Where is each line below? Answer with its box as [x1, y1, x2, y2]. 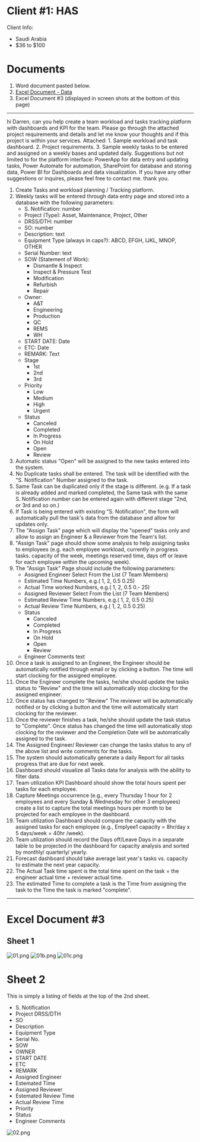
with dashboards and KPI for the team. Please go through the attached [7, 124, 179, 131]
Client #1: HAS [7, 4, 79, 18]
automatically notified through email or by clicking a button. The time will [15, 665, 193, 672]
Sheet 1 [7, 936, 34, 946]
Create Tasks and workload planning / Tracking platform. [15, 186, 155, 193]
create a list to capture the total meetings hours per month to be [15, 804, 172, 811]
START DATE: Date [24, 337, 71, 345]
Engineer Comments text [24, 653, 85, 660]
